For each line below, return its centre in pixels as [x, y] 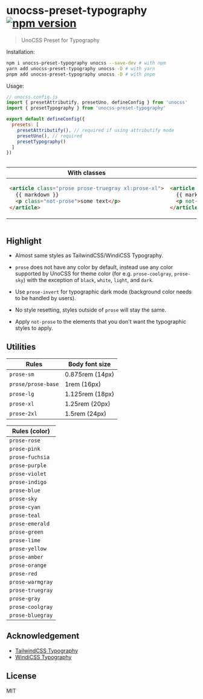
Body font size [90, 364]
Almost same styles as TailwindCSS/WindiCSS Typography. [89, 255]
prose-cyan [25, 507]
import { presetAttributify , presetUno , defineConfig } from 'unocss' [97, 103]
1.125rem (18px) [89, 394]
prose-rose [25, 440]
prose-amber [27, 557]
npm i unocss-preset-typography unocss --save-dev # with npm [86, 63]
